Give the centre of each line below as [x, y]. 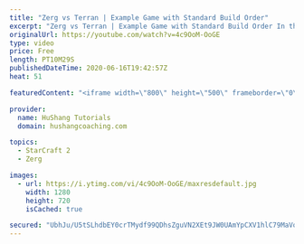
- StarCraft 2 [44, 151]
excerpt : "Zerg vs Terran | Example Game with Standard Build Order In [147, 26]
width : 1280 [48, 192]
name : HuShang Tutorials [64, 117]
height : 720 [48, 201]
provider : [28, 109]
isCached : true [54, 209]
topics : [24, 142]
